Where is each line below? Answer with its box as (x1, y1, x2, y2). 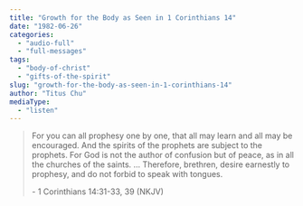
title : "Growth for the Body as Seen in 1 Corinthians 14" (9, 13, 237, 23)
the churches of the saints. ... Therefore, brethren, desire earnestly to (31, 159, 290, 170)
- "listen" (17, 106, 59, 115)
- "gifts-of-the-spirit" (17, 72, 111, 81)
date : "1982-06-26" (9, 22, 83, 31)
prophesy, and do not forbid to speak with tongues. (31, 169, 223, 180)
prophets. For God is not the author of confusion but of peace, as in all (31, 150, 294, 161)
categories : (9, 30, 54, 39)
